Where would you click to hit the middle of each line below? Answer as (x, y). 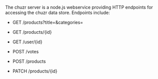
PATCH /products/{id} (35, 71)
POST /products (29, 61)
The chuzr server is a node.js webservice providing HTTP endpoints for (79, 7)
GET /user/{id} (27, 42)
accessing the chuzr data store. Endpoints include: (58, 13)
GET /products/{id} (32, 32)
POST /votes (26, 52)
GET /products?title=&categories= (48, 22)
